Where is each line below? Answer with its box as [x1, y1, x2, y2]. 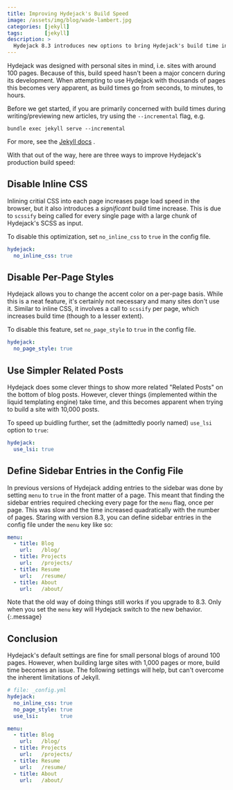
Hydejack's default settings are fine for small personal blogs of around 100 [7, 651, 221, 659]
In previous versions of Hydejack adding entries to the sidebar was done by [7, 483, 223, 491]
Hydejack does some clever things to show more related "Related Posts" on [7, 383, 223, 391]
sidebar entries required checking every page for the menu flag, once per [7, 498, 214, 507]
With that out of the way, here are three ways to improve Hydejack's [7, 151, 202, 159]
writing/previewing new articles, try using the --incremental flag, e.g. [7, 112, 205, 120]
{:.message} [7, 612, 42, 621]
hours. [7, 91, 26, 99]
